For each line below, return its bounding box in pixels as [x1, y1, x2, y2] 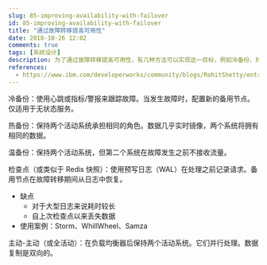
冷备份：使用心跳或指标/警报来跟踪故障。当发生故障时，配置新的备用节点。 [8, 93, 255, 103]
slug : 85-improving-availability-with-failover [8, 11, 169, 20]
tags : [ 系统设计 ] [8, 49, 61, 57]
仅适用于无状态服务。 [8, 103, 78, 113]
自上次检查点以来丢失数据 [31, 211, 116, 220]
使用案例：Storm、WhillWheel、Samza [19, 220, 149, 231]
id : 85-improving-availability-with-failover [8, 19, 161, 27]
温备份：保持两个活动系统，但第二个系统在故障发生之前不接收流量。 [8, 147, 231, 157]
